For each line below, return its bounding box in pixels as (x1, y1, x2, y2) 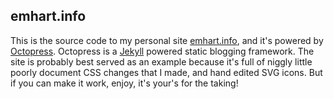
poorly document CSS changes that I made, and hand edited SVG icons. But (10, 66, 323, 78)
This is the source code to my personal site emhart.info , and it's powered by (10, 34, 324, 46)
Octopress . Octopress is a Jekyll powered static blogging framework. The (10, 45, 315, 57)
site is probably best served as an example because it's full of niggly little (10, 55, 313, 68)
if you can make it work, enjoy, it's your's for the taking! (10, 77, 239, 89)
